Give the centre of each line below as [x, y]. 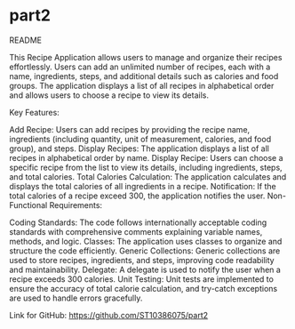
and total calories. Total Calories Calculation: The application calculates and [148, 177]
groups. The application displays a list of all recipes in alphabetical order [142, 85]
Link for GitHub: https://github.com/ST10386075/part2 [109, 315]
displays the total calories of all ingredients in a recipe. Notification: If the [143, 186]
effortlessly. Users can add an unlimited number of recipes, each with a [140, 67]
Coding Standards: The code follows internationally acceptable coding [138, 222]
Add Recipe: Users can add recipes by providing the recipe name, [130, 129]
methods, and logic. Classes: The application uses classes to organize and [146, 241]
